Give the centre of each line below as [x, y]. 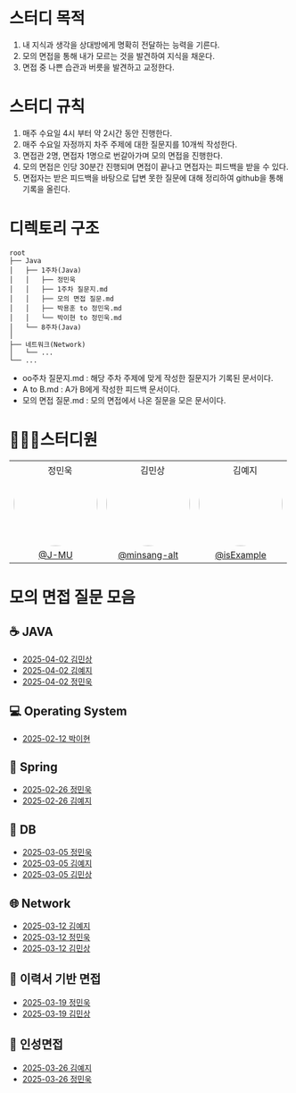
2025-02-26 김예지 [57, 801]
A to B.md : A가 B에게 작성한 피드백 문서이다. [101, 389]
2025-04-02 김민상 [57, 659]
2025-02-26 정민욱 [57, 790]
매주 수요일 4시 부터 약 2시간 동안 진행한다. [97, 133]
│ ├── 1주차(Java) [45, 270]
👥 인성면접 [37, 1044]
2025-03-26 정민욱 [57, 1079]
